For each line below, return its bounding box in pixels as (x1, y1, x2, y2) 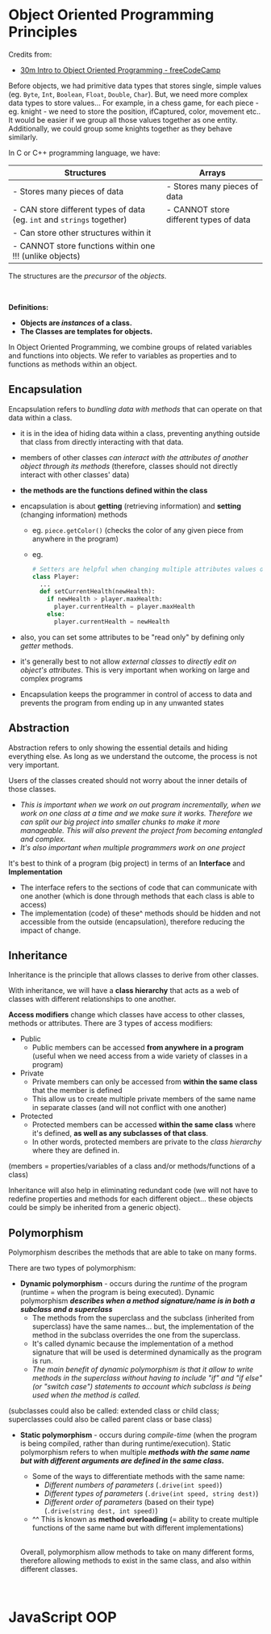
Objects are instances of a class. (19, 317, 133, 328)
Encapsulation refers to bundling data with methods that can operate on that (8, 404, 263, 413)
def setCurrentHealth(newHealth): (39, 588, 156, 596)
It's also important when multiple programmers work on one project (19, 842, 246, 853)
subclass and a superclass (19, 1305, 113, 1314)
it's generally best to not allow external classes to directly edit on (19, 656, 237, 666)
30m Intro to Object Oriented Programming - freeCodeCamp (19, 65, 221, 74)
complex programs (19, 673, 83, 683)
